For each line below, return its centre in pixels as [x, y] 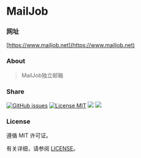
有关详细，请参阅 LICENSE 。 [43, 149]
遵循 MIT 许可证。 [29, 135]
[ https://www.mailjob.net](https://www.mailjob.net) [70, 45]
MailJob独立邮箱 [42, 75]
